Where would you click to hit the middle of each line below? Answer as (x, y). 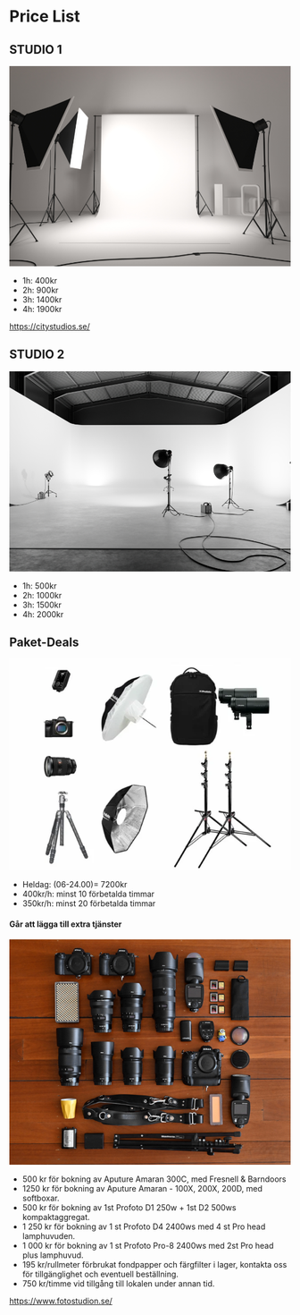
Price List (45, 17)
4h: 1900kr (42, 309)
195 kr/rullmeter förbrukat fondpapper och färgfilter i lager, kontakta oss (154, 1264)
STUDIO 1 (36, 50)
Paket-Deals (44, 642)
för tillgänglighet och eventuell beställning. (100, 1274)
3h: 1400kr (42, 299)
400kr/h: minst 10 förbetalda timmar (88, 894)
